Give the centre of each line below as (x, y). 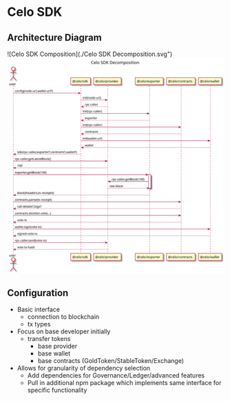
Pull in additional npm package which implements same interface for (124, 383)
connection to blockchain (63, 317)
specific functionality (57, 390)
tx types (39, 324)
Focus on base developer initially (64, 331)
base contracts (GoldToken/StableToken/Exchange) (111, 361)
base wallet (54, 353)
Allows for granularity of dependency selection (84, 368)
